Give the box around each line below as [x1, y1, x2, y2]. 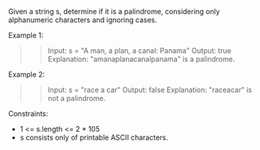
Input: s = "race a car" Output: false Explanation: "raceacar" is [47, 85, 253, 94]
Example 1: [8, 31, 44, 40]
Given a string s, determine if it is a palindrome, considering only [8, 7, 221, 16]
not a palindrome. [47, 94, 106, 102]
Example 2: [8, 70, 45, 79]
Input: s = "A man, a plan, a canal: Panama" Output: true [47, 46, 231, 55]
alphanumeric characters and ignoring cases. [8, 15, 157, 25]
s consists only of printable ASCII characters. [19, 133, 169, 142]
